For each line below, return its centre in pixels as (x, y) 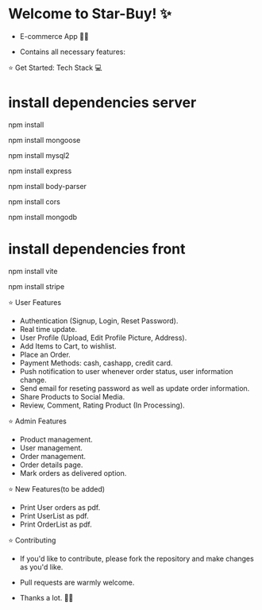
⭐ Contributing (32, 540)
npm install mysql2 (39, 155)
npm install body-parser (48, 186)
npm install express (40, 171)
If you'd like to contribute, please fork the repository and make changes (137, 558)
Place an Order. (45, 354)
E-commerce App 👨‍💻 (54, 36)
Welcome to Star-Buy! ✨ (90, 14)
